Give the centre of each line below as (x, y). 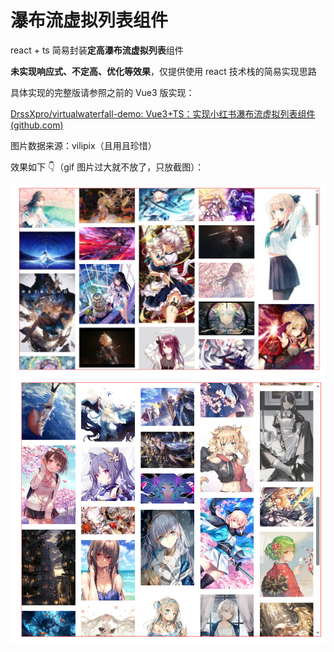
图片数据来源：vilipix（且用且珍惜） (83, 145)
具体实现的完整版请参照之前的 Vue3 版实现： (102, 92)
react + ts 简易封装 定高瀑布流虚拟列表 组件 (97, 50)
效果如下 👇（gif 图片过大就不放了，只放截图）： (107, 167)
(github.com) (37, 125)
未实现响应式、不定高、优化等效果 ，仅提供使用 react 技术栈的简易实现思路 (163, 71)
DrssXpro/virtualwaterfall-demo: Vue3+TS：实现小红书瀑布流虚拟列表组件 (163, 113)
